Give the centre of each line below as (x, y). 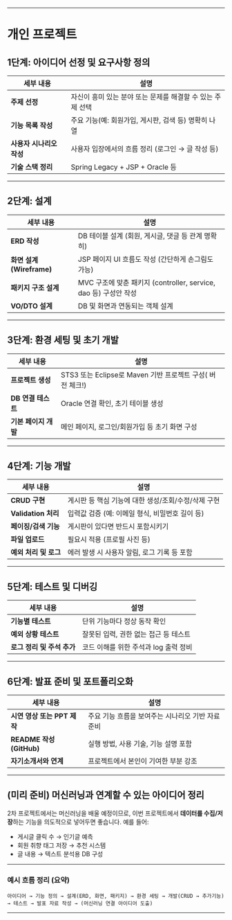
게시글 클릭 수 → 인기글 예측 (55, 836)
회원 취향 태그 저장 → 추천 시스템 (61, 845)
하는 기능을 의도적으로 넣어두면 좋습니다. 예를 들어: (81, 822)
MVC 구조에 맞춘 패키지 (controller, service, (147, 283)
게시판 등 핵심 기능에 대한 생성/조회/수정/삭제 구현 (144, 501)
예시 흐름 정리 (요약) (39, 880)
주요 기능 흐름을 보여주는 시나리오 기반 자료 (154, 716)
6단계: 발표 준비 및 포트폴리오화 (70, 681)
